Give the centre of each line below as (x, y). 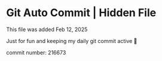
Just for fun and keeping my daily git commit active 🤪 (72, 41)
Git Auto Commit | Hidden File (81, 13)
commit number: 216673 (36, 52)
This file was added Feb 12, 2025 (47, 29)
